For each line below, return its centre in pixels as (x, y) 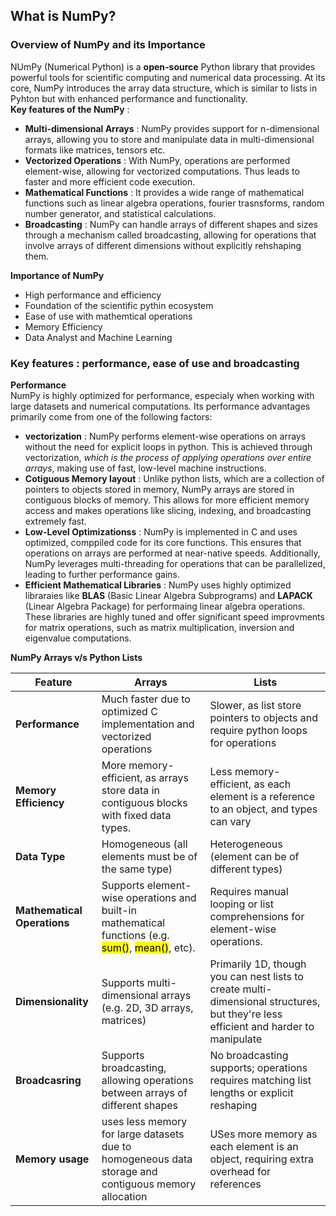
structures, (295, 1001)
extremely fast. (55, 521)
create (225, 989)
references (235, 1184)
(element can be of (254, 856)
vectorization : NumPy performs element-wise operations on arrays (165, 436)
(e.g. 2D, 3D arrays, (147, 1007)
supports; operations (258, 1067)
